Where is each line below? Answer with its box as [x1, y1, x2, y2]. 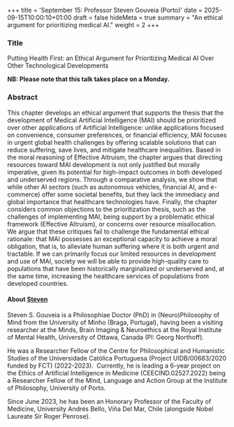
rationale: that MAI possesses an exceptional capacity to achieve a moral [7, 234, 217, 243]
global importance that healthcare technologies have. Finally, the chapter [7, 197, 218, 205]
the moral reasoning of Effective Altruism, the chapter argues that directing [7, 153, 224, 161]
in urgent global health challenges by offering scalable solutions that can [7, 138, 217, 146]
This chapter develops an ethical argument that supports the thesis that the [7, 108, 224, 117]
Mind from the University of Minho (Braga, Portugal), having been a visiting [7, 318, 224, 326]
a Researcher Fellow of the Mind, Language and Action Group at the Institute [7, 376, 228, 384]
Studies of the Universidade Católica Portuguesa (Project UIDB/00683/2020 [7, 354, 227, 362]
